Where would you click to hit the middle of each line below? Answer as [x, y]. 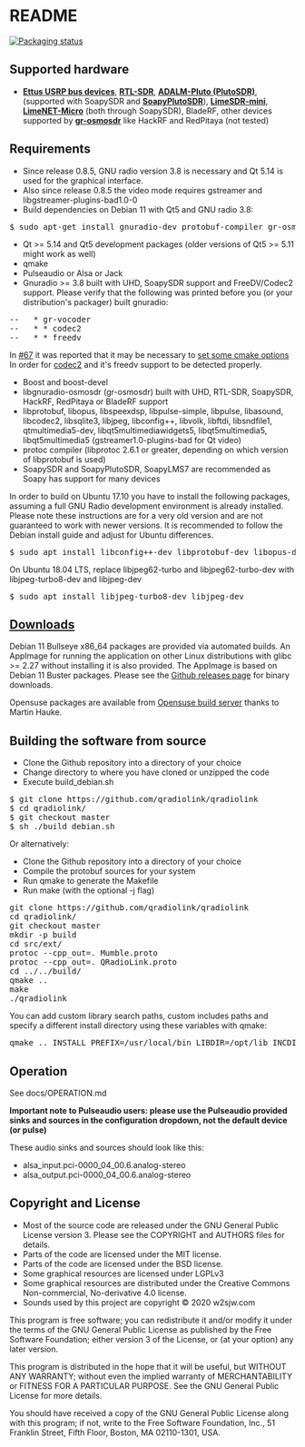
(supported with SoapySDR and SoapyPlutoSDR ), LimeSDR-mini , [145, 101]
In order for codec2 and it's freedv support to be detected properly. [136, 364]
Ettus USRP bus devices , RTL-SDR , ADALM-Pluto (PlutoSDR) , [140, 91]
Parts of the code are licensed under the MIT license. [122, 1254]
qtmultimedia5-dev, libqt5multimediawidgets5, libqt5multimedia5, [145, 430]
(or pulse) [28, 1130]
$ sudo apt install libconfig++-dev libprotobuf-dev [129, 552]
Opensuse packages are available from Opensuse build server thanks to [144, 703]
